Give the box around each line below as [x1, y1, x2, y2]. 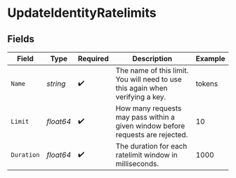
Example [195, 54, 225, 63]
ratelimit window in [115, 150, 178, 160]
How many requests [115, 103, 182, 113]
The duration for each [115, 141, 188, 151]
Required [77, 54, 109, 63]
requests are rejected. [115, 130, 188, 139]
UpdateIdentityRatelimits [7, 5, 157, 21]
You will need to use [115, 75, 183, 84]
